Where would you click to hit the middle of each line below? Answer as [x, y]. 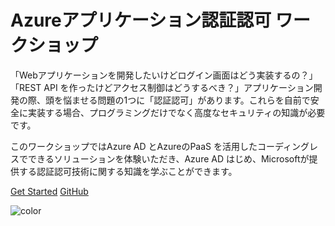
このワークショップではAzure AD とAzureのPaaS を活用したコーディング [160, 146]
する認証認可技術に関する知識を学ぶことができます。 [128, 171]
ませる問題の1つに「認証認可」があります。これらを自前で [191, 100]
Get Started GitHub [49, 191]
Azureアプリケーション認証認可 [141, 20]
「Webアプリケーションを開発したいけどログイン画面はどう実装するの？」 [164, 75]
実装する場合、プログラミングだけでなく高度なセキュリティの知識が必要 [176, 112]
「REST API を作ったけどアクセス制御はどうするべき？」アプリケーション [162, 87]
